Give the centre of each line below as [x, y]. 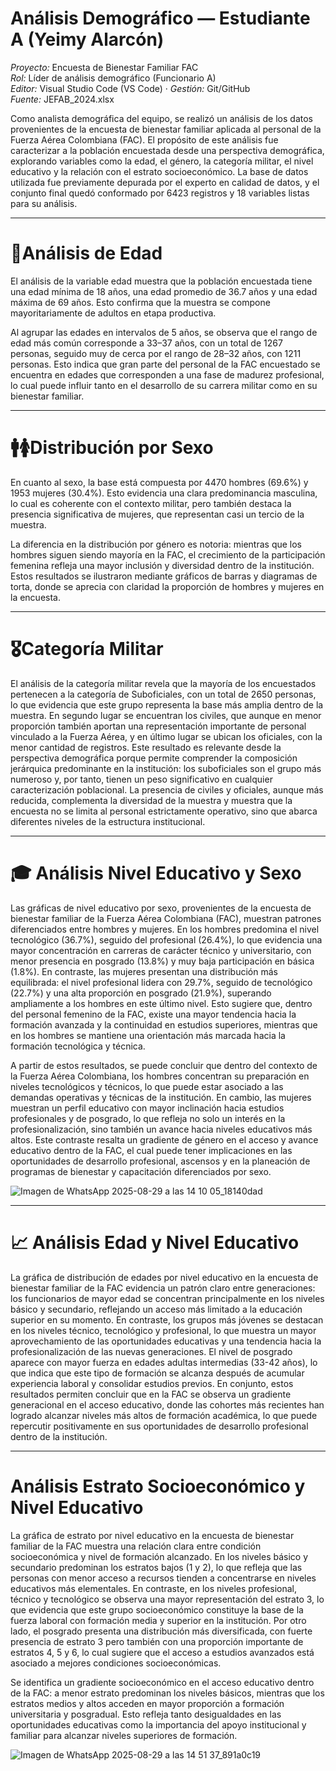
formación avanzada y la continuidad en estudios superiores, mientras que [164, 1024]
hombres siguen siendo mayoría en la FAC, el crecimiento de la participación [168, 554]
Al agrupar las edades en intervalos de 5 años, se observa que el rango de [164, 332]
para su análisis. [44, 203]
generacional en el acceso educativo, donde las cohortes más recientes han [167, 1404]
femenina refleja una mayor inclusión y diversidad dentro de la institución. [162, 565]
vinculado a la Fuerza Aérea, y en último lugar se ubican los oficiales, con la [166, 736]
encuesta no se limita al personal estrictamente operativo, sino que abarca [164, 811]
